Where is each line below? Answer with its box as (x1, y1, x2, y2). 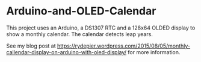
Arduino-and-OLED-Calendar (6, 4, 156, 18)
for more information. (128, 48, 181, 55)
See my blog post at (6, 42, 56, 49)
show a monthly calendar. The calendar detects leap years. (6, 30, 153, 37)
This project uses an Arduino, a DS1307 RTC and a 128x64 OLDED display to (6, 24, 196, 31)
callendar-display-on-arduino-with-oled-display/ (6, 48, 127, 55)
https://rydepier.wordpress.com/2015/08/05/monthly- (57, 42, 191, 49)
